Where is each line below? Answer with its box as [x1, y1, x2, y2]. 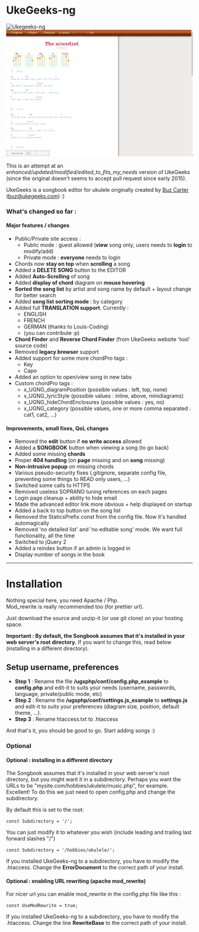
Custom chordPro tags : [14, 380, 73, 387]
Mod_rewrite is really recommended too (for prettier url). [6, 603, 144, 610]
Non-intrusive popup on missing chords [14, 463, 114, 470]
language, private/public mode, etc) [14, 691, 102, 698]
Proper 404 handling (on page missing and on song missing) [14, 457, 165, 464]
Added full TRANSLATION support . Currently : [14, 304, 129, 311]
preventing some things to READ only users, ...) [14, 476, 130, 483]
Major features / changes [6, 222, 70, 229]
